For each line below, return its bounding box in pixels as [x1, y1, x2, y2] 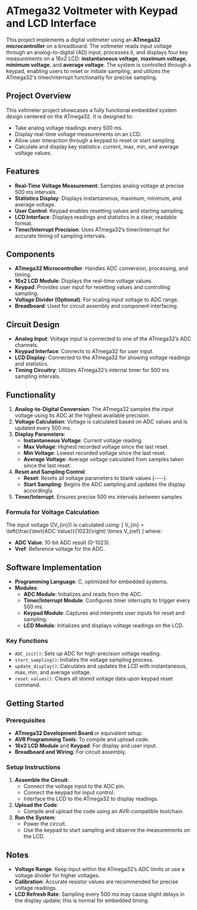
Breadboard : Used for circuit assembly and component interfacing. [14, 303, 179, 310]
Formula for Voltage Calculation [6, 508, 99, 516]
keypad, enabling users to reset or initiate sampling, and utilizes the [6, 67, 170, 74]
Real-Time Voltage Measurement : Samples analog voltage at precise [14, 182, 184, 189]
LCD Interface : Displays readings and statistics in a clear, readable [14, 213, 177, 221]
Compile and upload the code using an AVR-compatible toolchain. [23, 808, 184, 815]
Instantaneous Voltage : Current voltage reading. [23, 437, 143, 443]
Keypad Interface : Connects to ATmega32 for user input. [14, 348, 155, 355]
